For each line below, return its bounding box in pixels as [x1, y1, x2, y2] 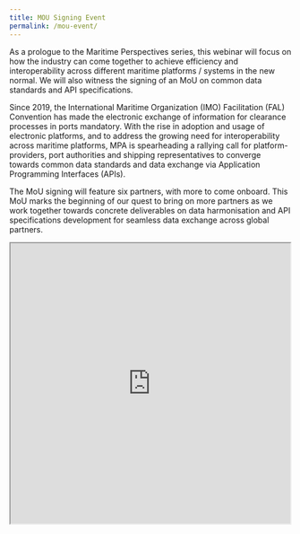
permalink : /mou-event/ [9, 22, 99, 31]
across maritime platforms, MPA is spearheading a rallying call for [9, 140, 253, 151]
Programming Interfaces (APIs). [9, 168, 126, 179]
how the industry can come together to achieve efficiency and [9, 56, 239, 66]
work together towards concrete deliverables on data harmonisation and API [9, 205, 291, 215]
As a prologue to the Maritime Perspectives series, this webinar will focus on [9, 46, 292, 57]
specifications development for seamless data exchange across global [9, 214, 270, 225]
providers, [9, 149, 47, 160]
